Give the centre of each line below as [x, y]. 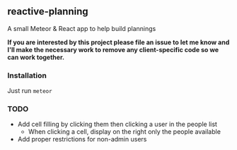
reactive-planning [48, 12]
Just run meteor [30, 91]
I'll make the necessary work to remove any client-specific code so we [113, 49]
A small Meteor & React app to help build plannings [82, 28]
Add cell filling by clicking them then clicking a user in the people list [117, 124]
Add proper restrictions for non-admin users [82, 139]
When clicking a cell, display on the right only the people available [125, 132]
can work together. [36, 57]
